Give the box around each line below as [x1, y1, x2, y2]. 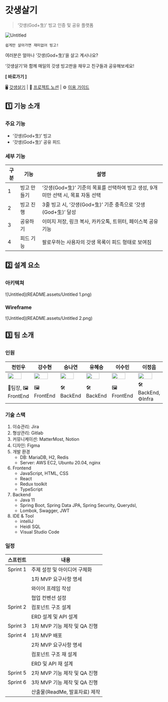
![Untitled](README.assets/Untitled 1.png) [5, 291, 92, 297]
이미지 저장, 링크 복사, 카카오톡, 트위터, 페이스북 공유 [42, 218, 158, 225]
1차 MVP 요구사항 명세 [31, 576, 82, 583]
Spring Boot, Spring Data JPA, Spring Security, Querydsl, [19, 502, 137, 508]
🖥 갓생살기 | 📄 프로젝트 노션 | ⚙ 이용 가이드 [5, 84, 89, 90]
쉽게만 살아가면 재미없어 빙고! [5, 43, 59, 48]
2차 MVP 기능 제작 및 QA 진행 [31, 670, 98, 677]
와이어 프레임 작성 [31, 585, 71, 592]
